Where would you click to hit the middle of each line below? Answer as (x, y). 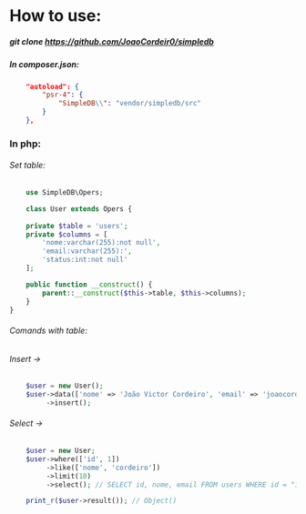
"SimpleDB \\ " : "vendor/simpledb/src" (130, 104)
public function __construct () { (89, 284)
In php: (25, 144)
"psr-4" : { (63, 95)
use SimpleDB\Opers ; (65, 193)
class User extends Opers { (79, 209)
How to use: (56, 16)
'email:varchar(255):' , (87, 251)
